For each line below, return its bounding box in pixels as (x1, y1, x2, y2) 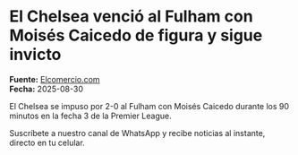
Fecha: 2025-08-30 (9, 83, 83, 94)
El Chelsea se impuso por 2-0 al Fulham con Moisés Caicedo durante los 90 (9, 100, 289, 111)
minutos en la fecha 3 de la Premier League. (9, 110, 172, 121)
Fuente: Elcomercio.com (9, 73, 100, 84)
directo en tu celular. (9, 137, 85, 148)
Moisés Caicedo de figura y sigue (9, 25, 263, 46)
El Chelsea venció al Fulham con (9, 6, 253, 27)
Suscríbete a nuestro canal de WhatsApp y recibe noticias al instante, (9, 127, 266, 138)
